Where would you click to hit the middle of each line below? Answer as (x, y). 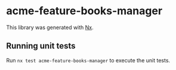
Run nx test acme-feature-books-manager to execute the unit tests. (88, 60)
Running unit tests (41, 46)
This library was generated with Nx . (50, 27)
